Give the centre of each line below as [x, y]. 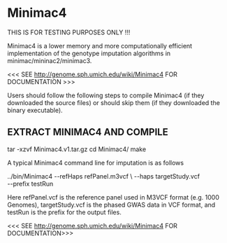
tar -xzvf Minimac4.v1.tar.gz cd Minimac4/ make [77, 149]
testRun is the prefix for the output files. [65, 212]
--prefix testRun [30, 183]
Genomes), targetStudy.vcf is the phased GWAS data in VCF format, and [111, 204]
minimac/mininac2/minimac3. [50, 60]
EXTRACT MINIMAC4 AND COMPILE [88, 132]
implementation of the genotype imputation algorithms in [89, 53]
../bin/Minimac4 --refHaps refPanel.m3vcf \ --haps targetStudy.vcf [104, 176]
